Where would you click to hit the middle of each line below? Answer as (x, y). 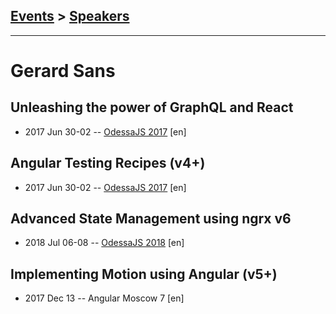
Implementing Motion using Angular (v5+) (144, 274)
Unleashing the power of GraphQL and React (152, 107)
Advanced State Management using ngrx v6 (151, 219)
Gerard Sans (63, 71)
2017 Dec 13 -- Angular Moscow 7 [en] (104, 298)
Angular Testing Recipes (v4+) (108, 163)
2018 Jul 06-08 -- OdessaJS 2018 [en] (104, 243)
